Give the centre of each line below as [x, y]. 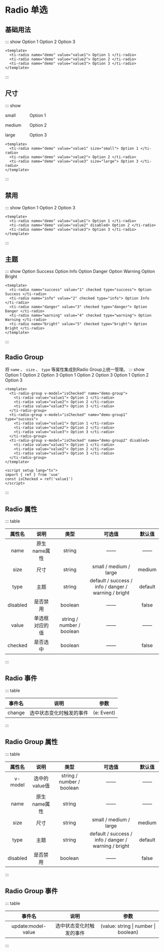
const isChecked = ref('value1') [39, 479]
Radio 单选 [26, 10]
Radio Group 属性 [31, 742]
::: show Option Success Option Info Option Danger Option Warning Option [80, 272]
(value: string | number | [128, 926]
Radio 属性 [21, 509]
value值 [41, 786]
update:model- [29, 926]
